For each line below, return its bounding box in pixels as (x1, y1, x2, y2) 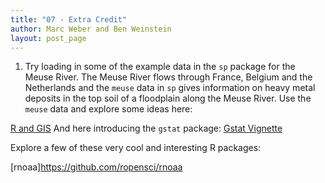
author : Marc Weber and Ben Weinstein (10, 24, 172, 34)
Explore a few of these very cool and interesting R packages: (10, 142, 262, 154)
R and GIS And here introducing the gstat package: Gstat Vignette (10, 122, 283, 135)
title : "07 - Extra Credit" (10, 14, 128, 25)
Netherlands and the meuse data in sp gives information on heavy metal (24, 82, 316, 94)
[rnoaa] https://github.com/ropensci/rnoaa (10, 161, 183, 173)
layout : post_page (10, 33, 87, 43)
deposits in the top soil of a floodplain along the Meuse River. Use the (24, 92, 312, 105)
